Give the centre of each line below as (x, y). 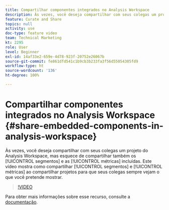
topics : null (19, 24)
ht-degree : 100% (22, 75)
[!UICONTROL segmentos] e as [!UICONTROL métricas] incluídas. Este (78, 161)
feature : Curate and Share (33, 19)
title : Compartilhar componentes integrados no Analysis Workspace (77, 10)
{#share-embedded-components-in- (84, 126)
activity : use (20, 29)
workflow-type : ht (24, 66)
